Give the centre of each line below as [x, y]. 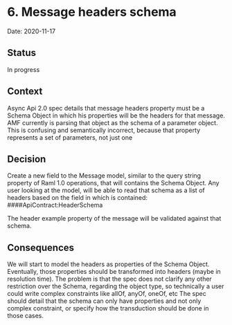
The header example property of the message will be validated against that [114, 219]
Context [25, 92]
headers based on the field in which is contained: [77, 198]
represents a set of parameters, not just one [70, 137]
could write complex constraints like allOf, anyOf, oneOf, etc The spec [107, 294]
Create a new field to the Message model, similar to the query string [104, 176]
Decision [27, 159]
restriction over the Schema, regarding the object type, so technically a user [116, 286]
